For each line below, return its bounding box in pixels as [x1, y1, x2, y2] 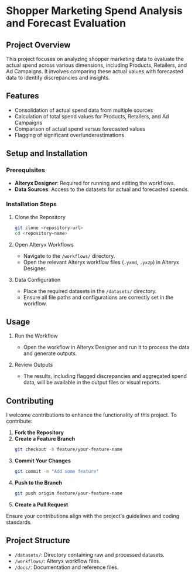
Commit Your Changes [14, 457, 71, 464]
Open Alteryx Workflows [14, 241, 74, 248]
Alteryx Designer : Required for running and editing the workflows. [14, 179, 176, 186]
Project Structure [6, 536, 70, 546]
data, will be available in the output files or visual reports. [23, 379, 161, 386]
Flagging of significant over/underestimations [14, 131, 125, 138]
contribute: [6, 418, 33, 425]
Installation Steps [6, 200, 57, 209]
